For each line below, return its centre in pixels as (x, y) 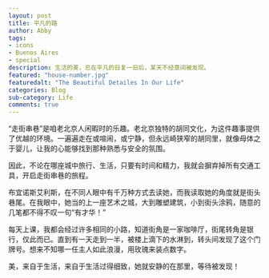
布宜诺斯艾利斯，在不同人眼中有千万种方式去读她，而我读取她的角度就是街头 (134, 193)
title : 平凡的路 (33, 23)
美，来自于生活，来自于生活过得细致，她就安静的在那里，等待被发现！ (124, 266)
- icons (21, 46)
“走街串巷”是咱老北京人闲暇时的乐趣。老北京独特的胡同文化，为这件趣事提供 (134, 129)
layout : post (30, 16)
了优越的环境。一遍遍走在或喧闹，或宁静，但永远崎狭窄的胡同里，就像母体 (131, 139)
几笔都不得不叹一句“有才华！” (57, 212)
